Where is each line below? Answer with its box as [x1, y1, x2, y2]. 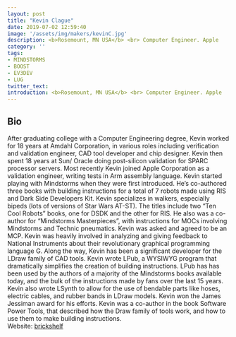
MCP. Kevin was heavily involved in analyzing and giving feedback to [7, 231, 208, 240]
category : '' [7, 43, 46, 50]
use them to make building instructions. [7, 314, 122, 322]
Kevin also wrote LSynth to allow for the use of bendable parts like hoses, [7, 284, 221, 292]
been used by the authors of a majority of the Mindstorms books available [7, 269, 222, 278]
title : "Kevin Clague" [7, 17, 74, 24]
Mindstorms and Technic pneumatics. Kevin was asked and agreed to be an [7, 224, 228, 232]
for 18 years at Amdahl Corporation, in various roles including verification [7, 141, 220, 150]
